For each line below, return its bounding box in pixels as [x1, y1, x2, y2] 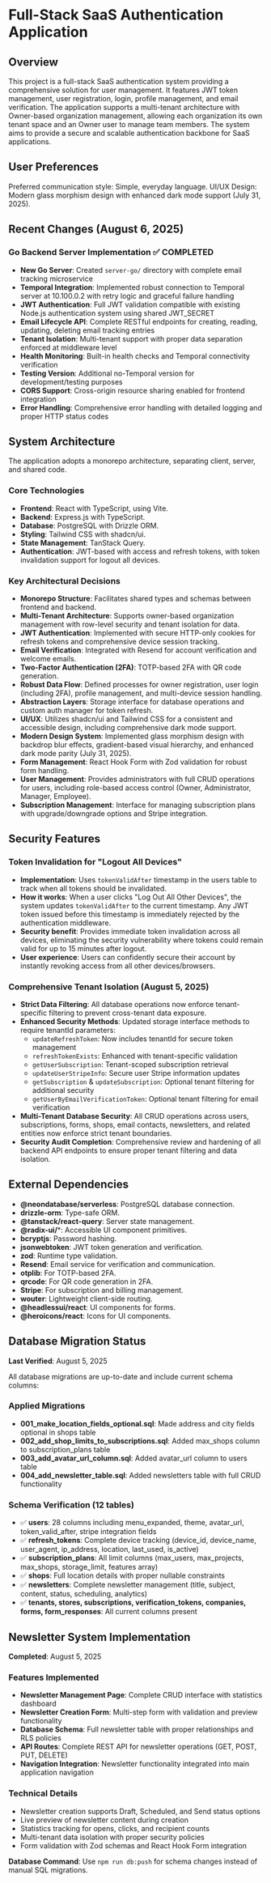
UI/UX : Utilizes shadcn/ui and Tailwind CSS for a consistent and [19, 714, 233, 724]
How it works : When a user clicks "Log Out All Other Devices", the [19, 892, 242, 902]
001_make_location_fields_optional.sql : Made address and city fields [19, 1418, 255, 1428]
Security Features [8, 832, 101, 846]
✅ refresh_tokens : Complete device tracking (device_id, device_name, [19, 1536, 256, 1545]
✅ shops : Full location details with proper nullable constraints [19, 1571, 225, 1580]
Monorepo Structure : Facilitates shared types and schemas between [19, 593, 252, 603]
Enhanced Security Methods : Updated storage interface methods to [19, 1016, 250, 1026]
